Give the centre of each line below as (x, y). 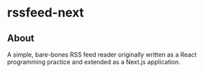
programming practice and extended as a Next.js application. (94, 62)
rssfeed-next (45, 13)
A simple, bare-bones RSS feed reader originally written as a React (102, 54)
